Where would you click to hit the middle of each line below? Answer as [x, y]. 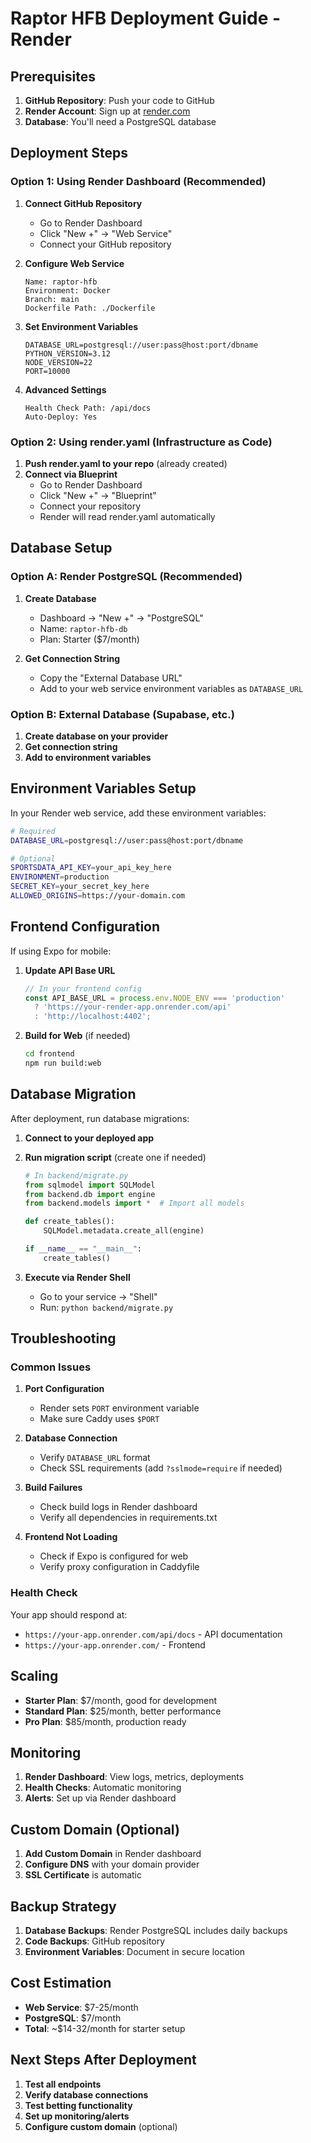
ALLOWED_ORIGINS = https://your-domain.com [98, 896]
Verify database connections [86, 2094]
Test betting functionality [78, 2105]
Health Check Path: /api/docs [88, 408]
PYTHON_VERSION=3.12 [67, 353]
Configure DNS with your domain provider [112, 1864]
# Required [33, 831]
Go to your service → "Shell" [98, 1296]
